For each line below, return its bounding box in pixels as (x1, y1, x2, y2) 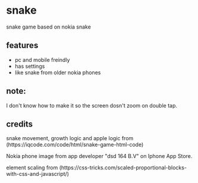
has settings (14, 62, 45, 70)
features (6, 40, 39, 51)
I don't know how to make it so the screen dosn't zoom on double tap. (6, 102, 177, 109)
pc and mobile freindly (14, 56, 70, 63)
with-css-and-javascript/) (6, 171, 70, 178)
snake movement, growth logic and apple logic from (6, 135, 134, 142)
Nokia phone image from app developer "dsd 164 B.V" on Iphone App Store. (6, 153, 193, 160)
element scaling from (6, 164, 58, 171)
